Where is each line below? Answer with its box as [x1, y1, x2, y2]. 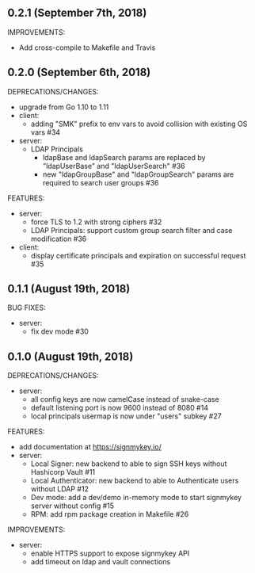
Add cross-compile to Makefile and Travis [18, 43, 156, 52]
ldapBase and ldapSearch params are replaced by [42, 152, 206, 162]
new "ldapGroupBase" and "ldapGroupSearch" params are [42, 170, 234, 179]
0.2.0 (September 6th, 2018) [7, 66, 151, 79]
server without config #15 [30, 501, 115, 510]
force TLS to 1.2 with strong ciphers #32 [30, 217, 162, 227]
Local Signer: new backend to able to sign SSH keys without [30, 459, 227, 468]
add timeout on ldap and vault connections [30, 557, 171, 567]
